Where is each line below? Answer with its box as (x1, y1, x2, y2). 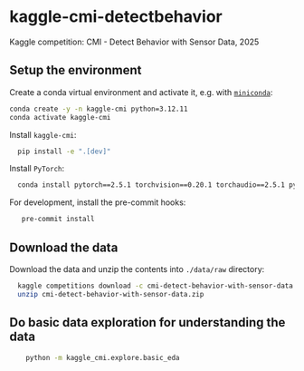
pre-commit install (21, 215, 95, 224)
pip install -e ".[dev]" (17, 147, 111, 156)
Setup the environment (9, 63, 142, 78)
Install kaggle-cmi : (9, 129, 77, 140)
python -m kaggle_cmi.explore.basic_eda (25, 353, 180, 362)
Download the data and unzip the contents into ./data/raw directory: (9, 263, 265, 274)
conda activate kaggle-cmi (9, 112, 111, 122)
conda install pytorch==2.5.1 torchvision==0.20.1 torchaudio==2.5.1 (17, 181, 285, 190)
